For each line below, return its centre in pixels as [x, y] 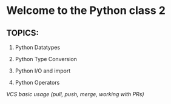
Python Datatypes [38, 47]
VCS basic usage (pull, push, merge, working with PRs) [75, 94]
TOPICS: [23, 33]
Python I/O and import [43, 71]
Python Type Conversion [46, 59]
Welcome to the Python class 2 [86, 11]
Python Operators [37, 83]
